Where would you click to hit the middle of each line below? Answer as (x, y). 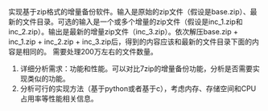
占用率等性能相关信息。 (59, 99)
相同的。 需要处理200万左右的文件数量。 (90, 52)
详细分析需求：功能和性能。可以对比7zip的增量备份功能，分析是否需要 (136, 69)
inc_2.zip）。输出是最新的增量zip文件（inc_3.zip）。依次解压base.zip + (124, 32)
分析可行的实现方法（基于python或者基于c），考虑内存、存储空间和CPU (138, 89)
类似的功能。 (48, 79)
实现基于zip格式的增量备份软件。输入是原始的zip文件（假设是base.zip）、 (130, 12)
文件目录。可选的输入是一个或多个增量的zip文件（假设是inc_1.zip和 (132, 22)
